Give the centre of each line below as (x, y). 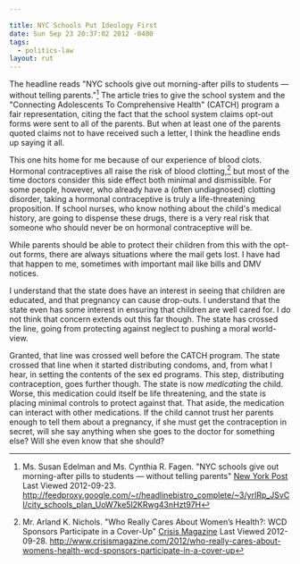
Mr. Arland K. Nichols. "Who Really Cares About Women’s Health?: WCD (154, 522)
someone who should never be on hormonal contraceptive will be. (131, 228)
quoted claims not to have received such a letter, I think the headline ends (145, 133)
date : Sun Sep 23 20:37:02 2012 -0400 (81, 34)
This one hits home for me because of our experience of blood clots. (135, 160)
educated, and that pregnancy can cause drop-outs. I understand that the (145, 300)
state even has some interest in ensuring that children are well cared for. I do (150, 310)
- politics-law (46, 50)
